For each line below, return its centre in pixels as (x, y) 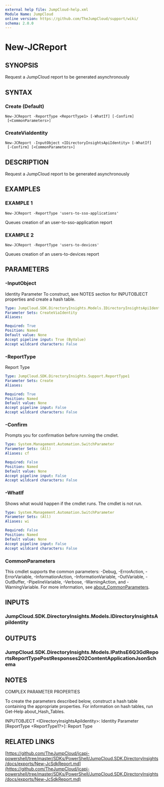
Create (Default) (25, 106)
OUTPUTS (21, 638)
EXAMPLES (23, 189)
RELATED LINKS (30, 741)
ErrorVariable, (19, 577)
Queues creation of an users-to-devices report (52, 254)
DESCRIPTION (27, 162)
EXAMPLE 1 (19, 203)
